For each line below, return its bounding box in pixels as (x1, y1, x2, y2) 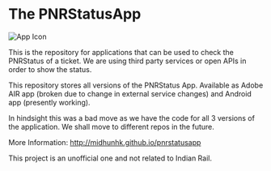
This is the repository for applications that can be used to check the (8, 47, 235, 57)
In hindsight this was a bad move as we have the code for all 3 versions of (8, 113, 255, 122)
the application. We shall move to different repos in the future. (8, 122, 214, 131)
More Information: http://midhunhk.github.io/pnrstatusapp (8, 137, 201, 147)
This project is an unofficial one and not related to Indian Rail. (8, 153, 213, 163)
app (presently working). (8, 97, 91, 107)
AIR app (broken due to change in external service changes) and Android (8, 88, 252, 98)
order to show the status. (8, 64, 92, 74)
